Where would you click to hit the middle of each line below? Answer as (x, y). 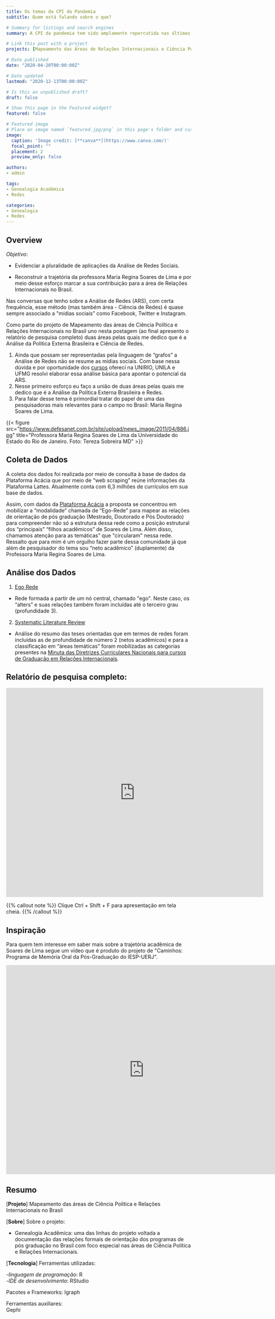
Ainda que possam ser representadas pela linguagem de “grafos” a (96, 355)
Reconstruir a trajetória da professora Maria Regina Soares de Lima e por (103, 277)
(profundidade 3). (36, 611)
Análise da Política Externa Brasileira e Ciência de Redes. (75, 343)
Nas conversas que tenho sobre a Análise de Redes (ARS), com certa (90, 301)
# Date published (27, 60)
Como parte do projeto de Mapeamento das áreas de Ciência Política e (92, 325)
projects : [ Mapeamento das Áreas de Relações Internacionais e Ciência (95, 49)
